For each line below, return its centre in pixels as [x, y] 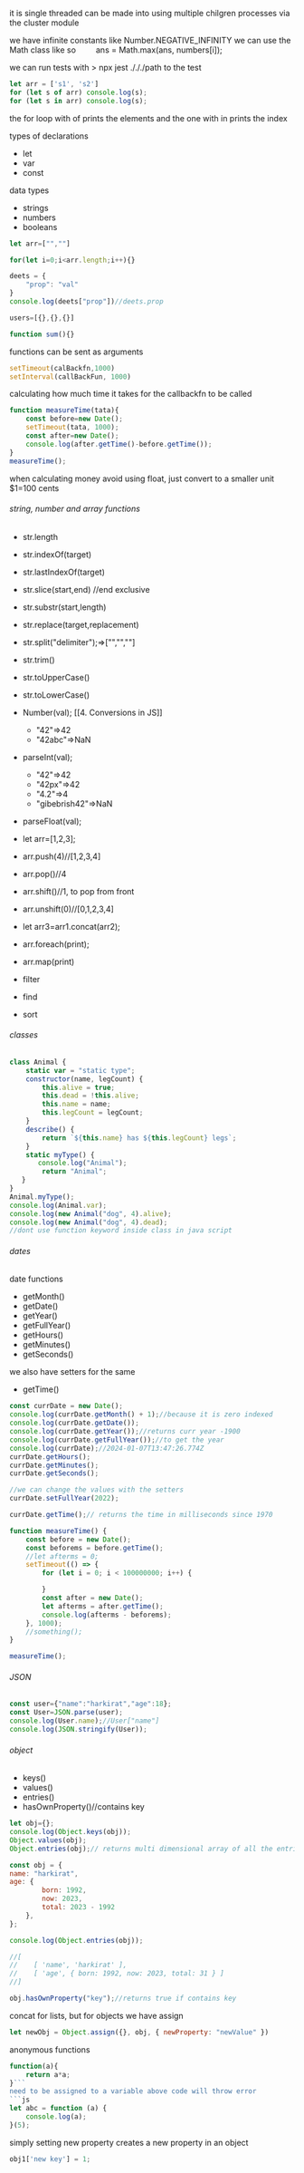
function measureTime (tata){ [64, 410]
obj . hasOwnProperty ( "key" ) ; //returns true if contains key [123, 1999]
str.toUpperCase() [56, 677]
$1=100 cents [34, 488]
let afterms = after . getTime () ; [103, 1606]
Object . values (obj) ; [48, 1840]
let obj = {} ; [32, 1824]
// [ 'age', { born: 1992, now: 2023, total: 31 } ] [117, 1974]
